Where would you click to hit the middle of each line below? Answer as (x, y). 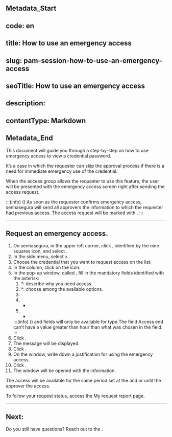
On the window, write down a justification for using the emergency (83, 354)
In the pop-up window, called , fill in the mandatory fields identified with (89, 273)
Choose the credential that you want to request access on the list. (82, 262)
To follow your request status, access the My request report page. (75, 396)
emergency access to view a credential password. (59, 156)
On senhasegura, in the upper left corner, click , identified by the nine (86, 246)
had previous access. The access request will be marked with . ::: (75, 213)
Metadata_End (29, 138)
